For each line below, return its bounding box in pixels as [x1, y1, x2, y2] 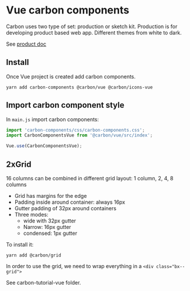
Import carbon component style [6, 100, 125, 110]
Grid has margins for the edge [14, 193, 87, 199]
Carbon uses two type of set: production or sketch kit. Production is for [6, 23, 178, 30]
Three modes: [14, 211, 49, 218]
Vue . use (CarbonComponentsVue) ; [6, 143, 82, 149]
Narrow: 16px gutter [23, 224, 71, 230]
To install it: [6, 241, 34, 248]
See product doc [6, 40, 47, 47]
